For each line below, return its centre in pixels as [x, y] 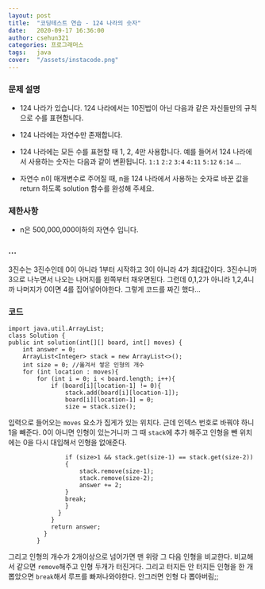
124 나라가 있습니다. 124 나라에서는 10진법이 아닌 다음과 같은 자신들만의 [131, 108]
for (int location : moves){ [71, 372]
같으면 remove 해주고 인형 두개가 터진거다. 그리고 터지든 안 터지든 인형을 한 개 [135, 567]
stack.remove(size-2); [117, 479]
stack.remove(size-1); [117, 471]
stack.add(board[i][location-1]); [122, 393]
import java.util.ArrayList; [56, 329]
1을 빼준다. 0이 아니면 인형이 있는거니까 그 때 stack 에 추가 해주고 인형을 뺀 [123, 432]
